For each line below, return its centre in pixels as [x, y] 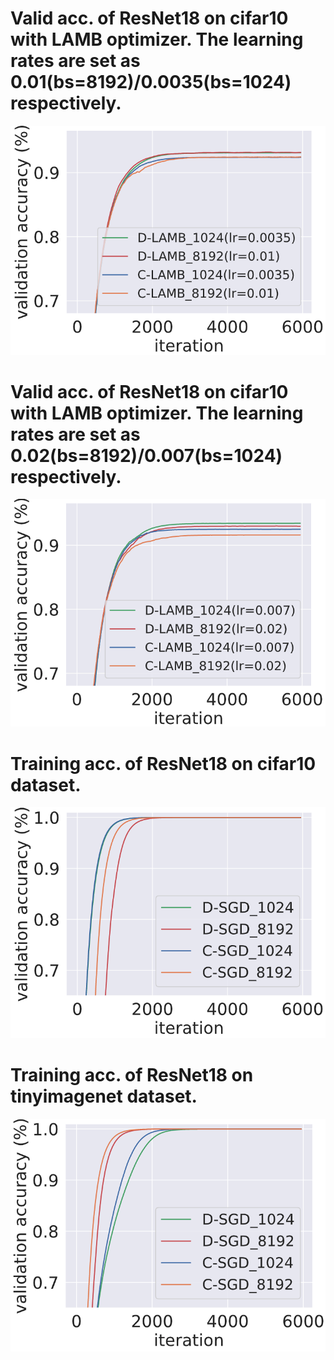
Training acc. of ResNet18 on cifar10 [163, 763]
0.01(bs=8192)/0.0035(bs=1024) [151, 82]
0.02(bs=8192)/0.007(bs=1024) [146, 455]
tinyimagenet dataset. [104, 1096]
